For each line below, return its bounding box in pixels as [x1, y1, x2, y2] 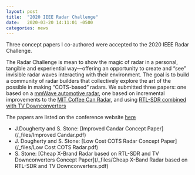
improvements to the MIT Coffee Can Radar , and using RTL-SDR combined [6, 96, 187, 103]
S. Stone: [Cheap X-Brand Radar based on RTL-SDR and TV [14, 150, 160, 157]
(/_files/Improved [14, 132, 56, 139]
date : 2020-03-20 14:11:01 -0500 [6, 19, 93, 25]
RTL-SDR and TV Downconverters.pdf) [14, 163, 109, 170]
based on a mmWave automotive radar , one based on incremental [6, 90, 165, 97]
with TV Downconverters [6, 102, 66, 109]
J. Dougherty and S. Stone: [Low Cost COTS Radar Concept [14, 137, 160, 144]
